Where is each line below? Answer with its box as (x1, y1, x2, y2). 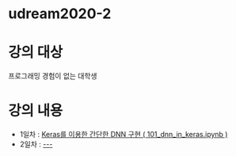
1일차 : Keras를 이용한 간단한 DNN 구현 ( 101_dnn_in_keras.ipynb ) (19, 130, 228, 139)
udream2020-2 (8, 5, 112, 23)
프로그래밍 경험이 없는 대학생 (8, 71, 97, 81)
